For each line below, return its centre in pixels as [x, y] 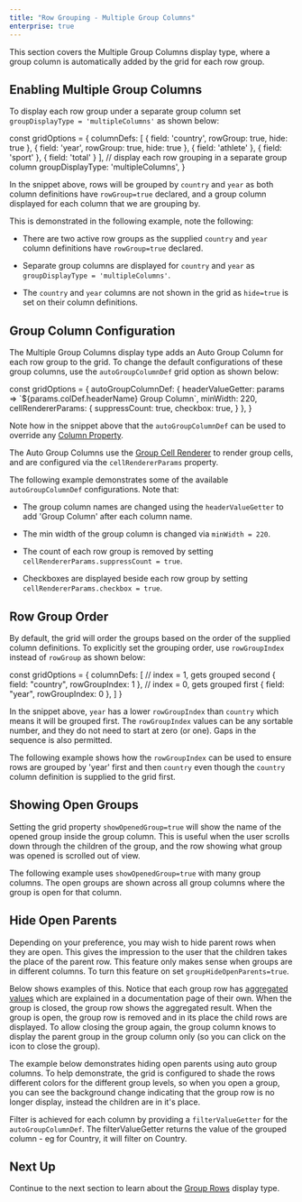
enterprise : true [42, 26]
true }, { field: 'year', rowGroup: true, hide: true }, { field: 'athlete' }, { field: [146, 148]
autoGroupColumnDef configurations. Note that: [94, 490]
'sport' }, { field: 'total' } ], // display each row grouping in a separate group [148, 158]
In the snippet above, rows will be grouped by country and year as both [142, 185]
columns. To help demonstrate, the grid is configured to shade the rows [142, 1073]
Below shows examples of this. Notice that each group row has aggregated [149, 988]
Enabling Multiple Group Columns [106, 90]
